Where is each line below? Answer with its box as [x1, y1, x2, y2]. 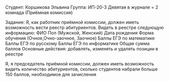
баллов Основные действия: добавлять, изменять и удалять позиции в [5, 46, 158, 51]
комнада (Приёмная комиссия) [5, 9, 73, 15]
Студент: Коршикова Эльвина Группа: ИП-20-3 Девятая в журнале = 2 [5, 4, 158, 10]
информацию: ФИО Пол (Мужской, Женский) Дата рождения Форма [5, 30, 154, 35]
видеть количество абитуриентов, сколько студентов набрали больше [5, 66, 158, 72]
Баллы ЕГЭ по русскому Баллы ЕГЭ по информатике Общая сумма [5, 40, 150, 46]
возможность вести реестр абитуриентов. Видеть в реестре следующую [5, 24, 164, 30]
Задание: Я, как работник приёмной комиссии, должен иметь [5, 19, 139, 25]
